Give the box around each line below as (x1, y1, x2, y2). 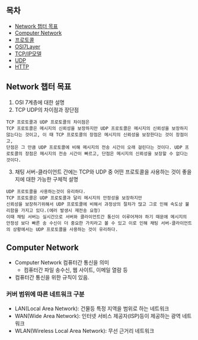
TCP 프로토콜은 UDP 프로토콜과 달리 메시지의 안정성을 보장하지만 (6, 195, 142, 201)
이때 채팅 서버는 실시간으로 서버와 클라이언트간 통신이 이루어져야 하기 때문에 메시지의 (6, 213, 187, 220)
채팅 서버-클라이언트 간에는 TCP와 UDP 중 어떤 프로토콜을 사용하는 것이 (14, 168, 181, 175)
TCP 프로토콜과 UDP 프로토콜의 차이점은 (6, 119, 90, 125)
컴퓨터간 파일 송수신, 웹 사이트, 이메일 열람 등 (23, 266, 128, 273)
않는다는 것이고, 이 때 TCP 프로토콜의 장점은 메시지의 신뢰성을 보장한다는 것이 (6, 131, 174, 138)
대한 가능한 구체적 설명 (25, 175, 79, 182)
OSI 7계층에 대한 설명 (14, 99, 65, 106)
